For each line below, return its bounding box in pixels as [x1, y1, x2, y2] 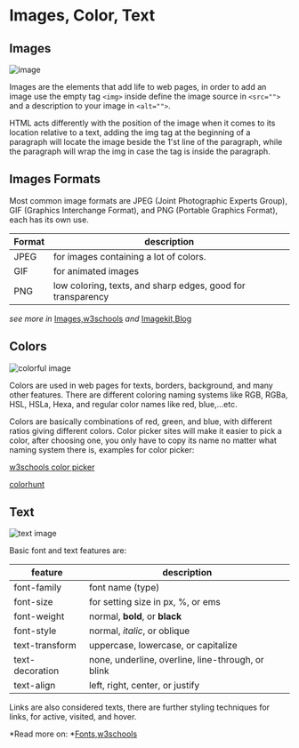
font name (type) [88, 582, 160, 594]
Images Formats [9, 172, 101, 187]
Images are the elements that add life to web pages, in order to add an [9, 82, 267, 92]
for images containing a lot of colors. [53, 250, 206, 262]
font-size [13, 596, 53, 608]
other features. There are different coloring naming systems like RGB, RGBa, [9, 389, 288, 400]
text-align [13, 680, 56, 692]
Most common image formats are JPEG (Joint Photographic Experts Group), [9, 195, 287, 205]
